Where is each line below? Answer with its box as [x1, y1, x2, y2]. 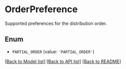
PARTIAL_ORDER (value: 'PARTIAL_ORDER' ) [12, 48, 94, 54]
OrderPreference [5, 4, 78, 15]
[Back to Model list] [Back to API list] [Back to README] [5, 58, 121, 64]
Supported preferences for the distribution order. [5, 20, 107, 26]
